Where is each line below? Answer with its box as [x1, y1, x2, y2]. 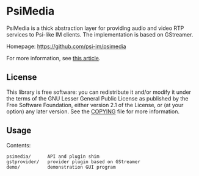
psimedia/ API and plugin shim [6, 153, 99, 160]
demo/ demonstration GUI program [6, 164, 116, 170]
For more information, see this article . [6, 54, 101, 62]
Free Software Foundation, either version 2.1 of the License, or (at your [6, 101, 184, 108]
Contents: [6, 141, 31, 149]
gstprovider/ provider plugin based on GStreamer [6, 158, 140, 165]
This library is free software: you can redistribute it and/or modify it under [6, 88, 191, 96]
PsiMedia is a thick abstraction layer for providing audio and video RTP [6, 24, 184, 32]
